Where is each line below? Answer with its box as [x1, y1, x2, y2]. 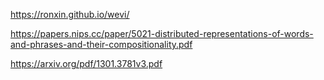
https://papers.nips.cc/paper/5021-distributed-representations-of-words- [10, 28, 314, 39]
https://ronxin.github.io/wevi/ [10, 9, 130, 20]
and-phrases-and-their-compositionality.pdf [10, 39, 193, 50]
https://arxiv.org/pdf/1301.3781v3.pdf [10, 58, 163, 69]
